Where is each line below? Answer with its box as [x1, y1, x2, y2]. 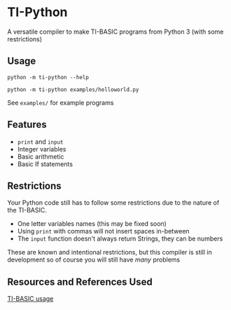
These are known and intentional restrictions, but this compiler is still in [7, 248, 212, 257]
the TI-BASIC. [7, 206, 48, 215]
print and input [17, 137, 64, 146]
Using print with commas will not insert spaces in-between [17, 227, 190, 236]
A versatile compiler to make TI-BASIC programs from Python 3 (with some [7, 27, 224, 36]
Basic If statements [17, 159, 73, 168]
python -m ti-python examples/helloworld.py [7, 86, 139, 93]
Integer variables [17, 144, 66, 153]
